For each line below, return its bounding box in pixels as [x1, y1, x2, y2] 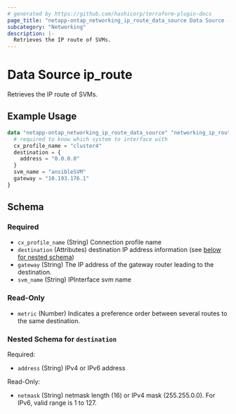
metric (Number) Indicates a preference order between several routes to [17, 309, 228, 318]
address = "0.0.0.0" [20, 156, 80, 163]
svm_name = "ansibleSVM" [13, 168, 86, 176]
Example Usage [7, 111, 77, 123]
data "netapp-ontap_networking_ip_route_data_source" [7, 129, 169, 136]
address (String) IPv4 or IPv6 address [17, 364, 126, 372]
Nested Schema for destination [7, 334, 117, 344]
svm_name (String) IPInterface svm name [17, 275, 132, 284]
